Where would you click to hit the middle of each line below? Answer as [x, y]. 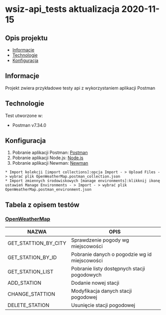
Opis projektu [26, 38]
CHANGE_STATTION [31, 294]
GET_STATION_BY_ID [32, 257]
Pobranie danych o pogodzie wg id [111, 254]
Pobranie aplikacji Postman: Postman [50, 153]
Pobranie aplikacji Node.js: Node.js [48, 158]
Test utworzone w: [24, 116]
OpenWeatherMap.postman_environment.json [48, 189]
